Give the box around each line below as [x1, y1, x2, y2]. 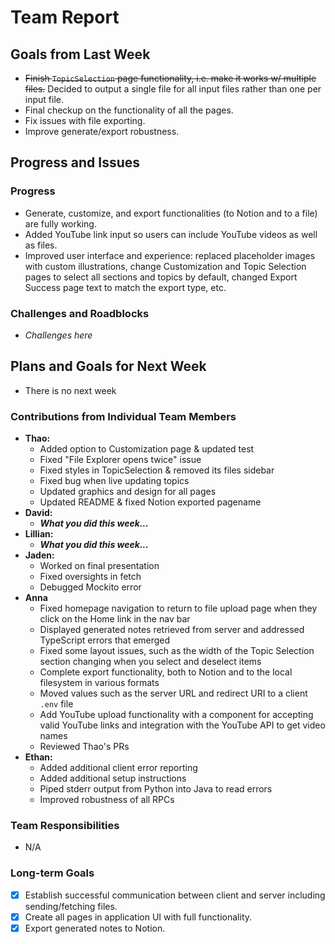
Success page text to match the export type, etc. [24, 281, 227, 293]
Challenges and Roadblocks [10, 306, 150, 320]
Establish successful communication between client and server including [24, 889, 326, 901]
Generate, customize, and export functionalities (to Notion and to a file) [24, 207, 318, 219]
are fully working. [24, 217, 97, 230]
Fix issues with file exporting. [24, 115, 146, 126]
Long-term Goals [10, 866, 95, 880]
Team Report [10, 6, 120, 29]
